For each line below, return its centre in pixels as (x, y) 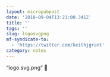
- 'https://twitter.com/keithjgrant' (58, 45)
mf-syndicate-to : (28, 39)
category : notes (26, 51)
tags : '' (17, 28)
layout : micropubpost (33, 12)
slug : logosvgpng (28, 34)
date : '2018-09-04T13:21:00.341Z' (49, 17)
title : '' (18, 23)
